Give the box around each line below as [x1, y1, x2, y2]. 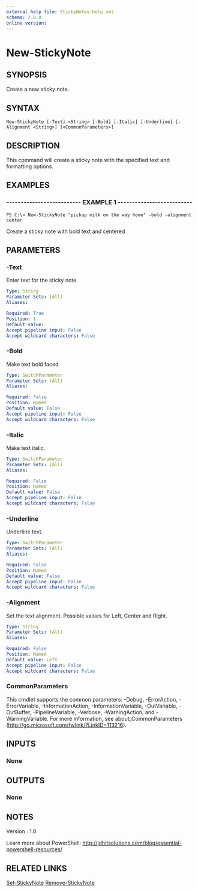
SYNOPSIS [6, 70, 47, 80]
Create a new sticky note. [6, 85, 70, 93]
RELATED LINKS [6, 863, 67, 873]
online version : [6, 20, 47, 26]
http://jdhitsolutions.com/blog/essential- [82, 839, 182, 847]
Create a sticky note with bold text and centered [6, 228, 125, 235]
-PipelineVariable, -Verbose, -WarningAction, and [32, 708, 155, 715]
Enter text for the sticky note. [6, 277, 78, 284]
